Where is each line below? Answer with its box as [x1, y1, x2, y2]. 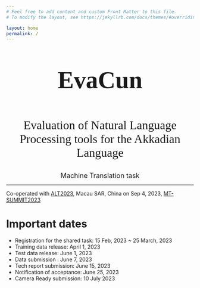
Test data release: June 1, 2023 [14, 250, 92, 257]
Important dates [6, 217, 87, 231]
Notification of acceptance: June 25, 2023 [14, 269, 119, 276]
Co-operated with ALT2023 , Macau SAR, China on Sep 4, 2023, [6, 190, 162, 197]
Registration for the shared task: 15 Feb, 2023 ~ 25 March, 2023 [14, 237, 173, 244]
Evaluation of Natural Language [23, 118, 177, 132]
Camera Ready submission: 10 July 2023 [14, 275, 115, 282]
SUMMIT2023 [6, 196, 41, 203]
